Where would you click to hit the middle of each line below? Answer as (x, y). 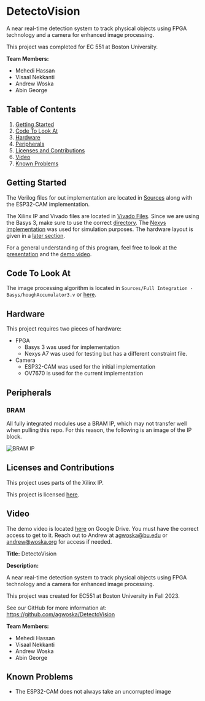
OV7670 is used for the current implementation (84, 374)
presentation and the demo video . (49, 254)
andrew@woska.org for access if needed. (59, 541)
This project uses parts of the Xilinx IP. (55, 482)
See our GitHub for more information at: (56, 608)
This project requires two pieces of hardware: (64, 329)
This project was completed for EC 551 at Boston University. (82, 47)
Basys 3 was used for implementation (72, 347)
